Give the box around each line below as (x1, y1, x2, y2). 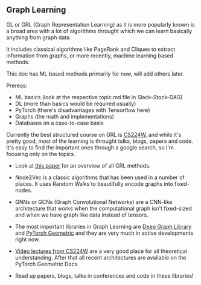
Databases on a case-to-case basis (14, 119, 104, 126)
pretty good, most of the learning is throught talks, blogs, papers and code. (6, 137, 194, 145)
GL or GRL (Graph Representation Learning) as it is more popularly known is (6, 21, 195, 28)
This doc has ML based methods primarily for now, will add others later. (6, 70, 184, 77)
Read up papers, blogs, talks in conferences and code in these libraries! (14, 272, 194, 279)
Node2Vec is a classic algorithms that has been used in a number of (14, 174, 185, 181)
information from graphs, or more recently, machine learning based (6, 51, 174, 59)
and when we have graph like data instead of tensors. (14, 211, 149, 218)
